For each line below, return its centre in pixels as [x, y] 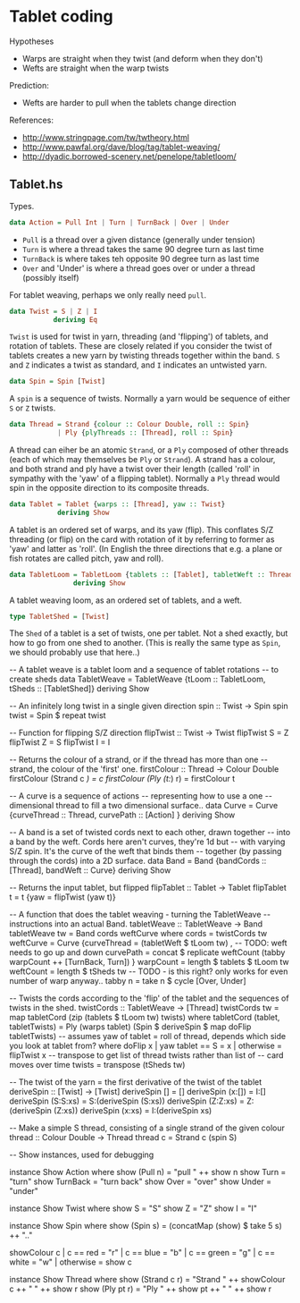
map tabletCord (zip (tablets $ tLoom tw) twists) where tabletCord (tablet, [145, 1018]
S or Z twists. [33, 408]
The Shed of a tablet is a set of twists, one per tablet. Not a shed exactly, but [149, 633]
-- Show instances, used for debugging [82, 1155]
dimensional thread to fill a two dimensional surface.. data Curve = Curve [144, 806]
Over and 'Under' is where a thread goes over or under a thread [139, 268]
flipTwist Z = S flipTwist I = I [60, 742]
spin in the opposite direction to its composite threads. [109, 488]
